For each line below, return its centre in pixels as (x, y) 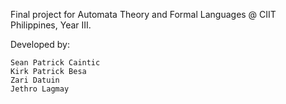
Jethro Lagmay (40, 89)
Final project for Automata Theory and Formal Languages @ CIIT (143, 14)
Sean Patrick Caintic (55, 63)
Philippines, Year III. (51, 25)
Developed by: (40, 44)
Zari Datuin (35, 80)
